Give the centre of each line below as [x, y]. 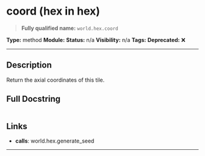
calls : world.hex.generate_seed [55, 141]
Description [29, 65]
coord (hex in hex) [53, 11]
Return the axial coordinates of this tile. [56, 80]
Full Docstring [34, 99]
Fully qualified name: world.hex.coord [70, 28]
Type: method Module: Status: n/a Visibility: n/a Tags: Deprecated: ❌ [96, 40]
